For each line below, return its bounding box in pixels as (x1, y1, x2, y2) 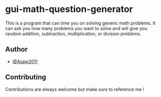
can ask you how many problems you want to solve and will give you (5, 25, 147, 31)
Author (5, 45, 28, 53)
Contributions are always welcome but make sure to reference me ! (5, 86, 144, 92)
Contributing (5, 73, 46, 81)
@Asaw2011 (12, 58, 38, 64)
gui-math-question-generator (5, 3, 133, 15)
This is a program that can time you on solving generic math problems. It (5, 20, 156, 26)
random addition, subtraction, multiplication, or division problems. (5, 30, 142, 36)
